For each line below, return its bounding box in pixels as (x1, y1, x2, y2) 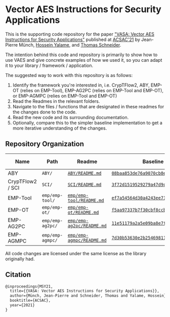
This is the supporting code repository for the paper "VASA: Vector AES (5, 31, 154, 37)
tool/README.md (67, 197, 104, 203)
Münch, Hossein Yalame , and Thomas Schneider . (19, 42, 121, 48)
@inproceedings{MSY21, (5, 284, 53, 289)
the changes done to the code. (12, 109, 77, 115)
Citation (5, 270, 31, 279)
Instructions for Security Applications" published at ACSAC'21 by (5, 36, 141, 43)
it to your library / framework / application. (5, 62, 94, 68)
